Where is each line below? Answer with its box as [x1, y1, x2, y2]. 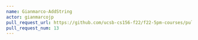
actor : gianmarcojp [6, 14, 54, 20]
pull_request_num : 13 [6, 25, 60, 31]
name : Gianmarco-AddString [6, 8, 72, 15]
